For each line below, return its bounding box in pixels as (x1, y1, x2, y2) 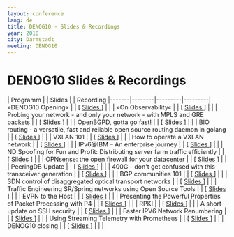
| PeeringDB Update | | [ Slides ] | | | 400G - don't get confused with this (7, 162, 215, 171)
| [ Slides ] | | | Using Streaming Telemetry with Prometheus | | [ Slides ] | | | (7, 214, 224, 222)
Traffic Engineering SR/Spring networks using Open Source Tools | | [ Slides (7, 184, 226, 192)
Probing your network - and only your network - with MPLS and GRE (7, 110, 204, 118)
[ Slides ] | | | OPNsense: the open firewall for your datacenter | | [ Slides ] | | (7, 155, 227, 163)
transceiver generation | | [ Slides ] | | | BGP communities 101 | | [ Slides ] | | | (7, 169, 228, 178)
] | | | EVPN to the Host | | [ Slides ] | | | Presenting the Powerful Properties (7, 192, 221, 200)
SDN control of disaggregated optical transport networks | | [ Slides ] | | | (7, 177, 217, 185)
